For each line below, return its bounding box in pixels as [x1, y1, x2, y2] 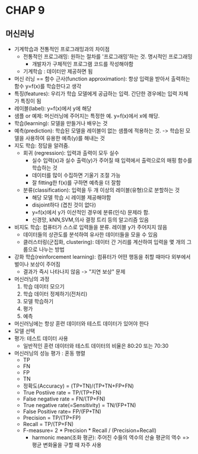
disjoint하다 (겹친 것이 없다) [31, 201, 96, 208]
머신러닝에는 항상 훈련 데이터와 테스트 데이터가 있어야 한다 [14, 320, 149, 327]
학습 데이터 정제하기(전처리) [23, 290, 88, 297]
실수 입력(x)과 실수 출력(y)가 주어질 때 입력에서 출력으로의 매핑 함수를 [31, 157, 193, 164]
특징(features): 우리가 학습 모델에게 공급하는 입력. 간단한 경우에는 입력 [14, 90, 177, 97]
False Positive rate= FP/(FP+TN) [23, 408, 101, 415]
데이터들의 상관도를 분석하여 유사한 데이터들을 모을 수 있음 [23, 231, 158, 238]
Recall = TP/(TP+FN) [23, 421, 74, 427]
